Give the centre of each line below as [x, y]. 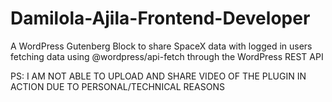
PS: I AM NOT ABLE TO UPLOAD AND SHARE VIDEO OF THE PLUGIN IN [158, 76]
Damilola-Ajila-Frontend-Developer [160, 18]
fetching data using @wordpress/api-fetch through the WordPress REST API [167, 56]
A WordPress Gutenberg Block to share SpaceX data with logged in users [161, 46]
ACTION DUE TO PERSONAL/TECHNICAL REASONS [117, 86]
